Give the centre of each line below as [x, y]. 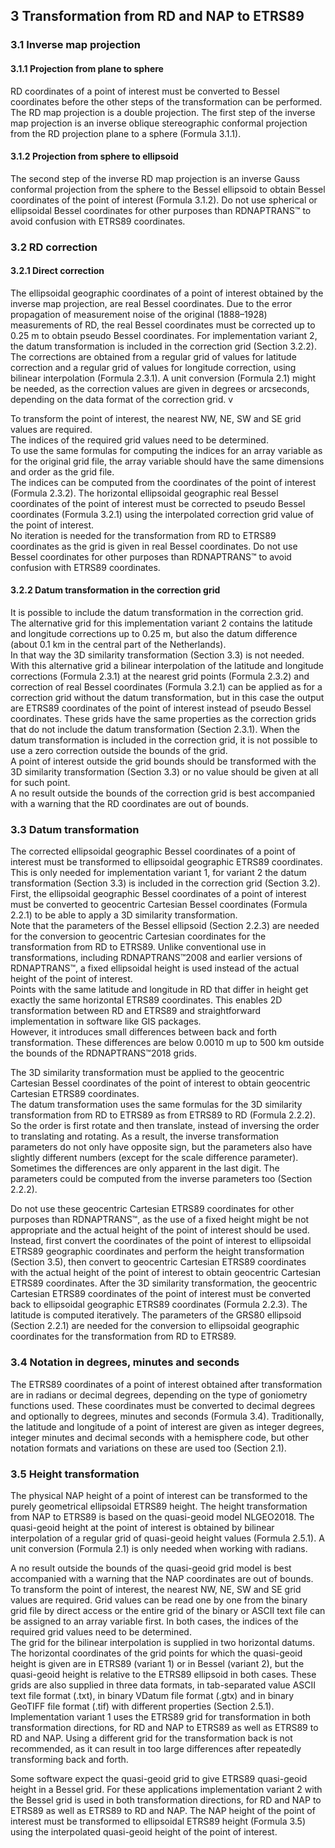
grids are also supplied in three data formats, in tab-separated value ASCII [163, 1685]
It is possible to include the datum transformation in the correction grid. [157, 613]
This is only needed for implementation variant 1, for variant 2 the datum [158, 873]
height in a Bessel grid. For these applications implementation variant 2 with [166, 1789]
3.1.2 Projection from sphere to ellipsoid [94, 156]
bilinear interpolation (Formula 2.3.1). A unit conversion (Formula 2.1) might [163, 378]
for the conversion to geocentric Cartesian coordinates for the [138, 936]
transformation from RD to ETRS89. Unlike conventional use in [138, 947]
